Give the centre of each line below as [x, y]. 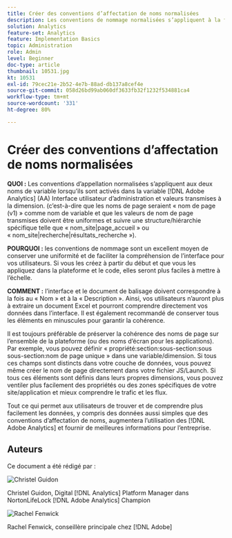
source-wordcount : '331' [43, 103]
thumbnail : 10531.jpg [38, 71]
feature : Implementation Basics [54, 39]
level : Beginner [30, 59]
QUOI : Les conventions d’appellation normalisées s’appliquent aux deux [110, 183]
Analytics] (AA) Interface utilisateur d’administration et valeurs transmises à [115, 198]
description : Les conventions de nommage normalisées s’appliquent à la [114, 20]
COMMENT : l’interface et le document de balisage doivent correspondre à [114, 291]
